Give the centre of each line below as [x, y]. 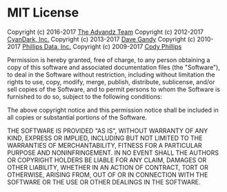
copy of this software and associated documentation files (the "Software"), [114, 67]
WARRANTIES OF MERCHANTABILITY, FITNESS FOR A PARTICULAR [105, 145]
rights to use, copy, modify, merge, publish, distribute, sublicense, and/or [111, 81]
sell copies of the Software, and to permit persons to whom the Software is [114, 89]
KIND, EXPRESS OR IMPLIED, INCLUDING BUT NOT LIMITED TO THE [105, 138]
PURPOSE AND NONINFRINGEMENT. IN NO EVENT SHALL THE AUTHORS [113, 153]
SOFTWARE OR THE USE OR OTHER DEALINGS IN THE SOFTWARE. [104, 182]
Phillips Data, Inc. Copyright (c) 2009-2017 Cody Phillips [102, 46]
